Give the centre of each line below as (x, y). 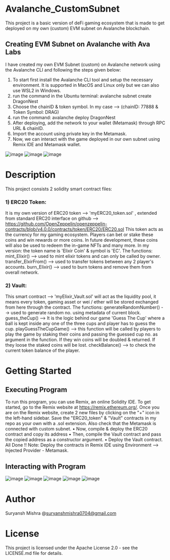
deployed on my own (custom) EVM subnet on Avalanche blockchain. (78, 28)
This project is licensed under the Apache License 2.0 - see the (72, 548)
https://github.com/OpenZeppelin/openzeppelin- (56, 223)
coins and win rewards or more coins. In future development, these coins (82, 240)
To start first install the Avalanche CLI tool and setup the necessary (83, 80)
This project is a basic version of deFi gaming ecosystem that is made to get (85, 23)
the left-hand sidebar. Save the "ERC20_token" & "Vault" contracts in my (81, 418)
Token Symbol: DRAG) (36, 112)
